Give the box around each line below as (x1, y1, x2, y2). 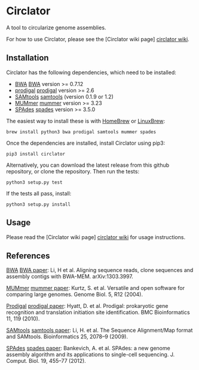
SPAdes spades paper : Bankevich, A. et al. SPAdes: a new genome (6, 345, 170, 352)
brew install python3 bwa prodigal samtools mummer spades (6, 129, 157, 135)
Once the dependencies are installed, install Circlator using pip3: (6, 139, 166, 146)
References (6, 250, 50, 261)
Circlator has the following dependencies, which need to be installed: (6, 69, 176, 76)
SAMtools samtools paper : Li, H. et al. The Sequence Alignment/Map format (6, 327, 193, 334)
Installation (6, 53, 49, 63)
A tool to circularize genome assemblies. (6, 24, 106, 31)
